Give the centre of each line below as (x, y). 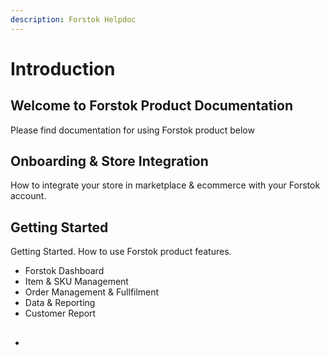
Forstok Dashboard (64, 271)
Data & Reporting (60, 303)
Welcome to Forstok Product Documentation (151, 106)
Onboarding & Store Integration (109, 161)
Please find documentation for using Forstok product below (132, 130)
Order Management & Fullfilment (92, 292)
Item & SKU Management (76, 282)
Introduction (63, 68)
